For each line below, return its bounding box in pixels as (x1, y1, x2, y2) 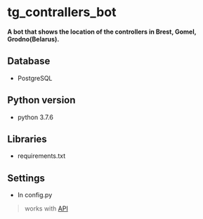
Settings (7, 172, 46, 184)
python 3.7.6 (17, 113, 54, 121)
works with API (24, 204, 68, 213)
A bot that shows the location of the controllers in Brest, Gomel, (7, 27, 197, 36)
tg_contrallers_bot (7, 4, 117, 20)
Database (7, 55, 51, 67)
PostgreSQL (17, 74, 53, 82)
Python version (7, 94, 76, 106)
